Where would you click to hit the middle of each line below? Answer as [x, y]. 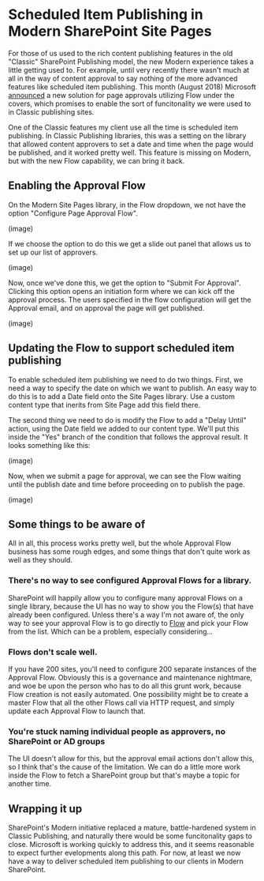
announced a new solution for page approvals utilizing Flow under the [121, 95]
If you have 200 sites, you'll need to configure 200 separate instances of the [132, 668]
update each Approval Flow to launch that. [77, 711]
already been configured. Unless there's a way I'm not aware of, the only [126, 615]
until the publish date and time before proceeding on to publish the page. [127, 484]
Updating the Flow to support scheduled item [121, 348]
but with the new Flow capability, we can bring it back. [97, 160]
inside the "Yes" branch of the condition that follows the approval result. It [128, 437]
